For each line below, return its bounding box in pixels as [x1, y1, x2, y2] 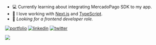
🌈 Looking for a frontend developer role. [12, 16, 93, 22]
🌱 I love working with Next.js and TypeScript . [12, 11, 103, 16]
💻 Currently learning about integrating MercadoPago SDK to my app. [12, 4, 152, 10]
